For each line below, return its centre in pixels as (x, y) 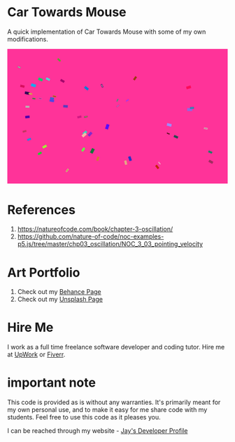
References (41, 209)
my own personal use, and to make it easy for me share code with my (107, 410)
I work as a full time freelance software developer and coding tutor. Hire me (116, 347)
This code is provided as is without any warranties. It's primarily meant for (114, 402)
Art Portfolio (44, 273)
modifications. (28, 39)
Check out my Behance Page (59, 292)
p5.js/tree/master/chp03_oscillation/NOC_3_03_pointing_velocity (110, 244)
